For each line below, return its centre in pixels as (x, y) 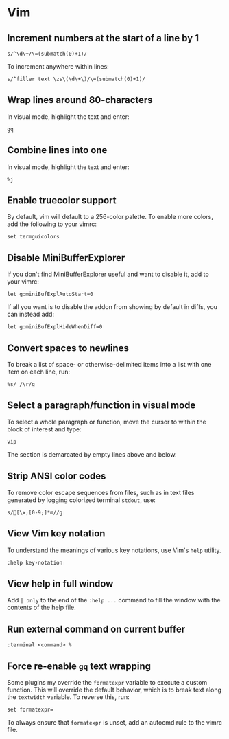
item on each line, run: (39, 372)
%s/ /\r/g (21, 385)
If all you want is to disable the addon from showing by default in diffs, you (112, 307)
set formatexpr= (30, 709)
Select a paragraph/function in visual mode (101, 406)
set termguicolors (33, 237)
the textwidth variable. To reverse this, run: (68, 697)
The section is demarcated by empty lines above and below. (92, 454)
